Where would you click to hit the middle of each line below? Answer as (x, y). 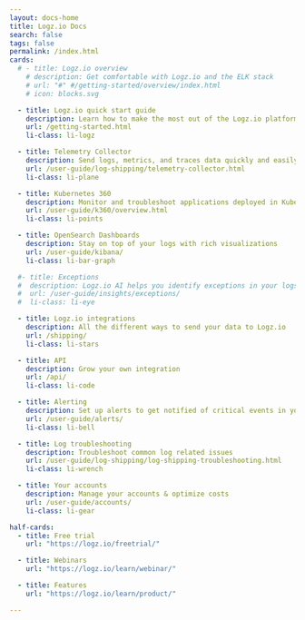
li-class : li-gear (60, 511)
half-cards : (32, 527)
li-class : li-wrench (64, 469)
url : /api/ (46, 378)
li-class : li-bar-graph (71, 261)
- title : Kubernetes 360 (64, 193)
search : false (36, 34)
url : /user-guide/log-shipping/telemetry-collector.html (136, 169)
